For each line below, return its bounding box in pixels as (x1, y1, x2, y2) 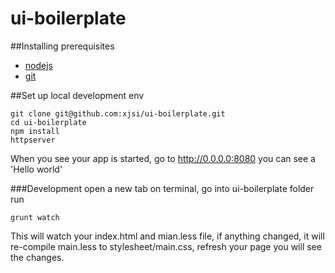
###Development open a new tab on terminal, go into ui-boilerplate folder (10, 182, 315, 194)
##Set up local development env (10, 89, 145, 101)
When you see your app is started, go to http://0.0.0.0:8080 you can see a (10, 152, 316, 164)
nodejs (24, 59, 53, 71)
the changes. (10, 251, 65, 263)
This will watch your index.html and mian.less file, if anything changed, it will (10, 230, 325, 242)
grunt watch (10, 212, 60, 222)
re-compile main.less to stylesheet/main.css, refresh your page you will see (10, 240, 322, 252)
